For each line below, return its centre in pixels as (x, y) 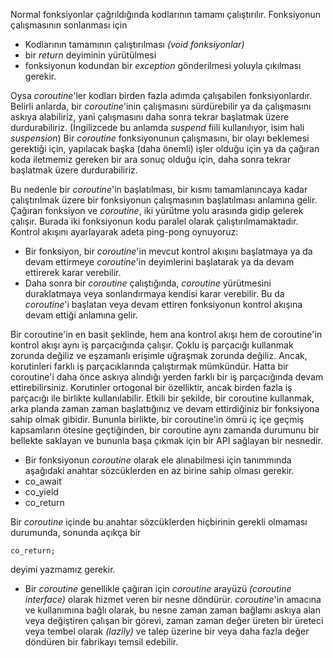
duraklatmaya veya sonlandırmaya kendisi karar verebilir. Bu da (154, 293)
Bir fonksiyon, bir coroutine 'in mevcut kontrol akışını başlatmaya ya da (168, 251)
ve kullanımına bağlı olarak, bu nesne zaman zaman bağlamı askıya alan (172, 610)
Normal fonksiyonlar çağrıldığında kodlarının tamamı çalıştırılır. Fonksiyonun (166, 14)
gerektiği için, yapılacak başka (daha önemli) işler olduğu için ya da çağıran (165, 148)
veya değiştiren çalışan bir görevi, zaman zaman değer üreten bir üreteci (174, 620)
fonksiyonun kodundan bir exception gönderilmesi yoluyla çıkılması (163, 65)
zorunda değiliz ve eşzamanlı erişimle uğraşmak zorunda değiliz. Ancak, (159, 355)
